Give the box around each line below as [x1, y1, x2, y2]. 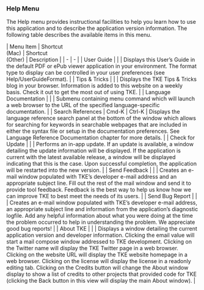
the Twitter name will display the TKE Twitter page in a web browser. [6, 245, 179, 252]
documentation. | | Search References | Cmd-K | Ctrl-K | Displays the [6, 108, 180, 116]
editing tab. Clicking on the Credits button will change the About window [6, 264, 189, 272]
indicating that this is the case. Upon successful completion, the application [6, 160, 197, 168]
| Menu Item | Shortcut [6, 43, 63, 50]
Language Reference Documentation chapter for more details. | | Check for [6, 134, 195, 141]
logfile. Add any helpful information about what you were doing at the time [6, 212, 194, 220]
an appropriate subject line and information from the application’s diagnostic [6, 206, 199, 213]
